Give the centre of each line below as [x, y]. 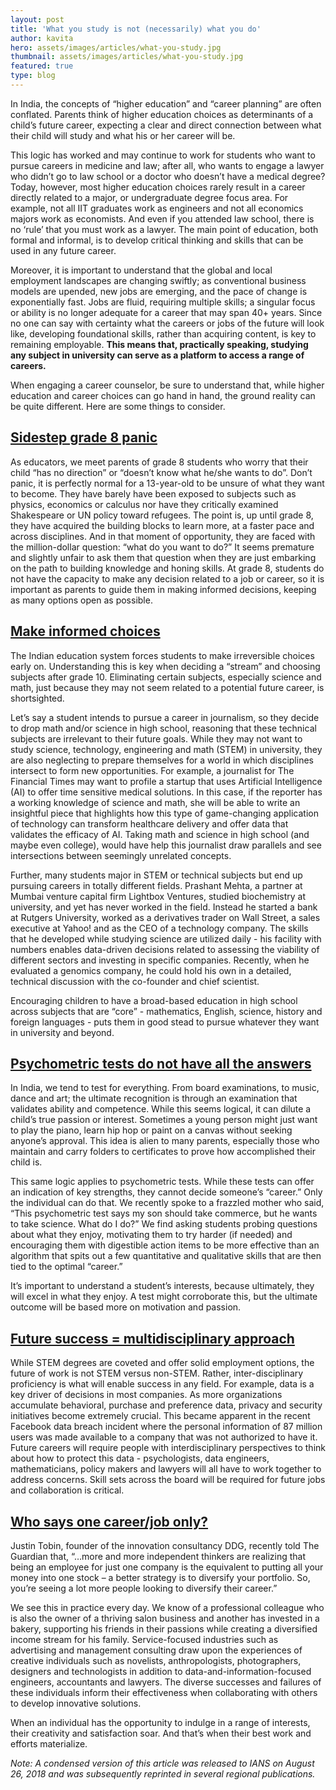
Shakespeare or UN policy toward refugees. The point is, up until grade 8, [162, 515]
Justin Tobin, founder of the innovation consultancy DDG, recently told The [165, 1545]
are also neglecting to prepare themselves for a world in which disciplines [162, 760]
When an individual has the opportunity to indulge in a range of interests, [160, 1722]
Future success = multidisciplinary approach [152, 1338]
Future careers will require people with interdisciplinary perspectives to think [168, 1448]
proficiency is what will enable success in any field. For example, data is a [162, 1384]
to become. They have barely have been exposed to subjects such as [153, 493]
